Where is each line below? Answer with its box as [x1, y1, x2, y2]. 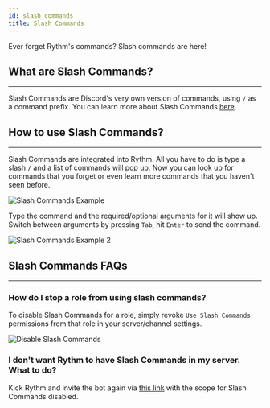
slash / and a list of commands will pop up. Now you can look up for [8, 163, 235, 173]
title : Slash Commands [8, 19, 84, 27]
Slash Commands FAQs [8, 258, 128, 272]
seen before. [8, 180, 51, 190]
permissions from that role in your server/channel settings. [8, 319, 202, 328]
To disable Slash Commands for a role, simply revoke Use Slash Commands [8, 311, 251, 320]
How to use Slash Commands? [8, 126, 164, 139]
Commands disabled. [8, 391, 79, 401]
